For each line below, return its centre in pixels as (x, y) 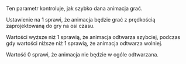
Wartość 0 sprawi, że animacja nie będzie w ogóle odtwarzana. (82, 54)
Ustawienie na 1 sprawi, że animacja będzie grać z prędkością (81, 19)
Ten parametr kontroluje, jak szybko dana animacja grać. (74, 8)
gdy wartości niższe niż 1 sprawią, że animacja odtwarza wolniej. (84, 43)
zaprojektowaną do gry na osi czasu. (50, 26)
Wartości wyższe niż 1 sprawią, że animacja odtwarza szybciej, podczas (93, 37)
